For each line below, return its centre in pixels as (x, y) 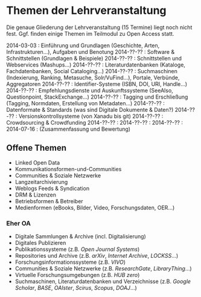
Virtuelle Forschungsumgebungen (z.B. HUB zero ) (77, 275)
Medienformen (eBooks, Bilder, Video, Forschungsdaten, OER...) (95, 207)
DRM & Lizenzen (35, 195)
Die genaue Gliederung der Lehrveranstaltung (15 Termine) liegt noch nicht (99, 27)
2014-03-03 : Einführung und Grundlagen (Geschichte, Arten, (83, 45)
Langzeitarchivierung (41, 181)
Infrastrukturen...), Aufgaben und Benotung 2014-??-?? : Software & (91, 51)
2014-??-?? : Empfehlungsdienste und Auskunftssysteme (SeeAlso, (90, 90)
